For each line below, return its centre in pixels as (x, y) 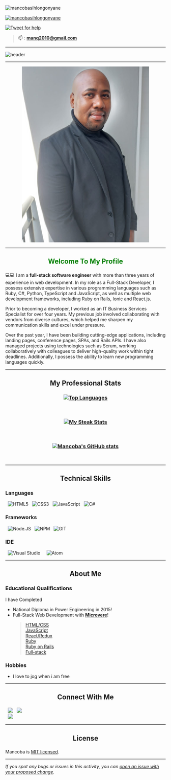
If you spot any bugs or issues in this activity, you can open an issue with (82, 766)
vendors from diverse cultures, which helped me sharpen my (69, 320)
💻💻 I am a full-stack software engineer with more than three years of (80, 275)
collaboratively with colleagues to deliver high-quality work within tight (79, 351)
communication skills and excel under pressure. (55, 325)
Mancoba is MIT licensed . (32, 751)
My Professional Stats (85, 383)
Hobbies (16, 665)
